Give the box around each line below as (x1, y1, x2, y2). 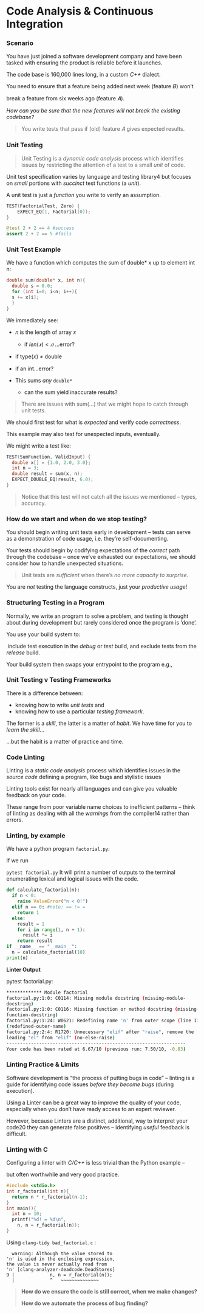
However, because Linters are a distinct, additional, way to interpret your (6, 1117, 188, 1124)
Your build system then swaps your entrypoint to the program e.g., (6, 660, 173, 668)
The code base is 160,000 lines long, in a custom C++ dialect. (6, 71, 161, 78)
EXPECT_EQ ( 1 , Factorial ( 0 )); (17, 209, 91, 215)
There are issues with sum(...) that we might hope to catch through (21, 400, 188, 407)
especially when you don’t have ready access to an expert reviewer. (6, 1105, 176, 1112)
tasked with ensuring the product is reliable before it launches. (6, 59, 163, 66)
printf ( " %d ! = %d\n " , (12, 1216, 67, 1223)
